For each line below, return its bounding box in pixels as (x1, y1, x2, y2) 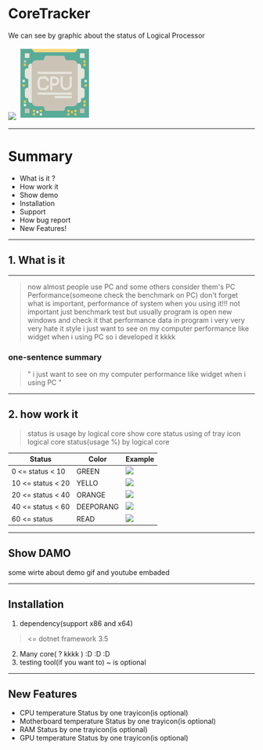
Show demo (19, 190, 59, 199)
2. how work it (8, 408, 78, 421)
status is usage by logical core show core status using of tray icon (27, 429, 241, 438)
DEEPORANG (76, 502, 119, 511)
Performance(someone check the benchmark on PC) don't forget (27, 290, 239, 299)
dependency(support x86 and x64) (19, 618, 133, 628)
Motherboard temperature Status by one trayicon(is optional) (19, 716, 217, 726)
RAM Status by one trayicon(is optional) (19, 725, 148, 734)
